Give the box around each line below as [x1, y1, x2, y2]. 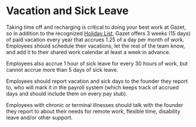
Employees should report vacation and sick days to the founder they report [6, 78, 188, 85]
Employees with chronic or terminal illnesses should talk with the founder [6, 101, 184, 108]
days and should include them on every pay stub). [6, 90, 128, 97]
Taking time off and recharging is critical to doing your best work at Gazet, [6, 24, 187, 31]
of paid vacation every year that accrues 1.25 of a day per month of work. [6, 36, 185, 43]
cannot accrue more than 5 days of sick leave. [6, 66, 119, 73]
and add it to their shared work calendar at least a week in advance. [6, 48, 171, 55]
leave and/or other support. [6, 113, 73, 121]
